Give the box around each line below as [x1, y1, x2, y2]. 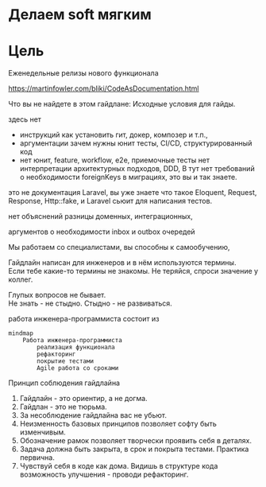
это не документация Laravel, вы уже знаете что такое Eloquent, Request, [8, 188, 257, 197]
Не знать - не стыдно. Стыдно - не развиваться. [8, 298, 172, 308]
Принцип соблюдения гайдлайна [8, 378, 121, 388]
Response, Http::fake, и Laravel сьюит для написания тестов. [8, 197, 213, 206]
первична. [19, 453, 56, 462]
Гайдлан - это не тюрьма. [19, 402, 107, 411]
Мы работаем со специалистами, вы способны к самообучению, [8, 243, 230, 252]
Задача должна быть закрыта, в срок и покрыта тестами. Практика [19, 444, 249, 454]
